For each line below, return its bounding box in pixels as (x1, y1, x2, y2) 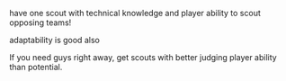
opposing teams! (9, 17, 72, 28)
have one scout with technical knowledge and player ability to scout (9, 8, 261, 18)
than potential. (9, 62, 63, 72)
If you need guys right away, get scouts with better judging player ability (9, 52, 277, 62)
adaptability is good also (9, 35, 101, 45)
